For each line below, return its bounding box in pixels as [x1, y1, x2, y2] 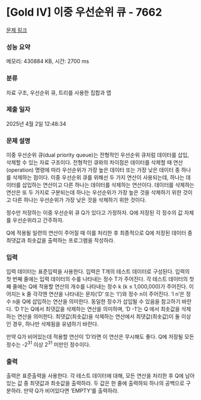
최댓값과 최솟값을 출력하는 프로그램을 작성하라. [6, 237, 115, 244]
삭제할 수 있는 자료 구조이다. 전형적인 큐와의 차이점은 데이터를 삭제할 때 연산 [6, 159, 184, 166]
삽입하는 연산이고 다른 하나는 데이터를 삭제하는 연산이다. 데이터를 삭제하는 [22, 181, 195, 189]
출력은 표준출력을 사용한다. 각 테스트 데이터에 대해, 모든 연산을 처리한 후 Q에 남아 [6, 372, 195, 380]
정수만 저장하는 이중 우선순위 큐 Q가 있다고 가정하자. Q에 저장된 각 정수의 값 [6, 209, 183, 216]
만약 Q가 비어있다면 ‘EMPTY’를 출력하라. [23, 387, 119, 395]
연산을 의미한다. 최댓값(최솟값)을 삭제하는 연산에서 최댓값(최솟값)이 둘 [17, 313, 181, 320]
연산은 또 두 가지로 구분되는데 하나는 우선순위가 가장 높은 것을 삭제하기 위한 [6, 189, 182, 196]
